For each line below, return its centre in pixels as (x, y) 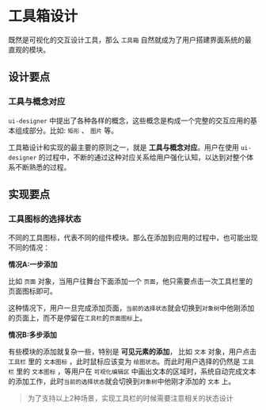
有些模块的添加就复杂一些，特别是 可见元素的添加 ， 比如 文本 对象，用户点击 (133, 352)
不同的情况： (29, 247)
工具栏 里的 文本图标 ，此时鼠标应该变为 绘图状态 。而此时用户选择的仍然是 (124, 362)
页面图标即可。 (32, 291)
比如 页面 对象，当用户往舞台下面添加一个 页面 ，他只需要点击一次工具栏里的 (131, 282)
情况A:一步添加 (33, 264)
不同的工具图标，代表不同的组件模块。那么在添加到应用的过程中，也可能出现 (133, 238)
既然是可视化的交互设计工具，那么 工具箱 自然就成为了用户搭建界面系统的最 (130, 40)
